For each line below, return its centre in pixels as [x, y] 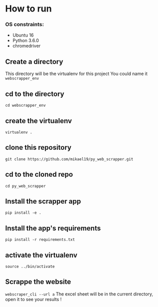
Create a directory [34, 61]
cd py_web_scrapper [26, 186]
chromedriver [27, 46]
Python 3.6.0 [26, 41]
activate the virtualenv [41, 255]
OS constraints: [25, 25]
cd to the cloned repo [39, 175]
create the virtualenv [39, 121]
